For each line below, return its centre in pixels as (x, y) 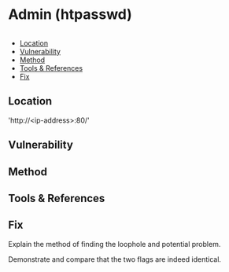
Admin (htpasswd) (70, 15)
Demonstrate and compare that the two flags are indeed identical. (115, 259)
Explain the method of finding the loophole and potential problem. (114, 244)
